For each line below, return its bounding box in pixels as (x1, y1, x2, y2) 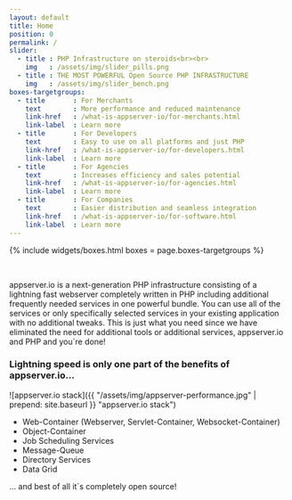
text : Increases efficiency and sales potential (25, 170, 241, 179)
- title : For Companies (17, 195, 134, 205)
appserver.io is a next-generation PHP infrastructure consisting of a (9, 279, 257, 290)
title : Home (9, 21, 53, 30)
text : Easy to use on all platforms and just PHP (25, 137, 245, 146)
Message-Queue (21, 445, 85, 455)
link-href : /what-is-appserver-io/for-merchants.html (25, 112, 241, 121)
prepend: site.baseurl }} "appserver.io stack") (9, 398, 176, 410)
